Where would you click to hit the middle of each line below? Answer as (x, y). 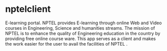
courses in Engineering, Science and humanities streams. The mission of (80, 28)
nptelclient (28, 9)
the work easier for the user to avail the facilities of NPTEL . (66, 44)
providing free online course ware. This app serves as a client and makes (80, 39)
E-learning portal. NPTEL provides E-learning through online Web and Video (83, 23)
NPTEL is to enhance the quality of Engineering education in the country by (83, 33)
